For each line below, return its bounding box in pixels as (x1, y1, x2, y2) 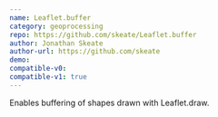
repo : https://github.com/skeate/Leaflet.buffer (9, 30, 197, 39)
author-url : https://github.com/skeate (9, 47, 161, 56)
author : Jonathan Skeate (9, 38, 104, 48)
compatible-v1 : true (9, 73, 88, 82)
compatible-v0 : (9, 64, 67, 73)
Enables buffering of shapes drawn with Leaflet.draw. (9, 97, 210, 108)
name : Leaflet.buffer (9, 13, 92, 23)
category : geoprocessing (9, 22, 104, 31)
